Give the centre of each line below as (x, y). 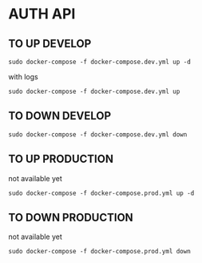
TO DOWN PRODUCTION (71, 218)
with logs (23, 77)
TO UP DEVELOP (50, 44)
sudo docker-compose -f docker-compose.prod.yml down (100, 252)
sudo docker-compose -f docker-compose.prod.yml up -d (101, 193)
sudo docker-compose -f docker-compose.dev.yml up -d (100, 62)
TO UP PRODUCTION (61, 159)
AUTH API (42, 14)
